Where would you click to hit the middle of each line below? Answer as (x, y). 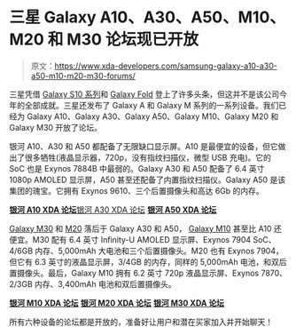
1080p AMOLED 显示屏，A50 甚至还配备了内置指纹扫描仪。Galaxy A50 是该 (148, 179)
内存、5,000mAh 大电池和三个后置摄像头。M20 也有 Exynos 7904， (159, 251)
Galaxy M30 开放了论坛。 (56, 127)
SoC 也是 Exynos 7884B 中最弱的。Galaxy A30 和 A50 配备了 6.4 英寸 (137, 168)
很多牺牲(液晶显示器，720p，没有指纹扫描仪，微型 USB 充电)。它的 (148, 157)
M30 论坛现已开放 (132, 40)
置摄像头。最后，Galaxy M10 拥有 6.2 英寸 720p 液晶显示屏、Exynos (134, 273)
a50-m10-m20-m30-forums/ (83, 76)
